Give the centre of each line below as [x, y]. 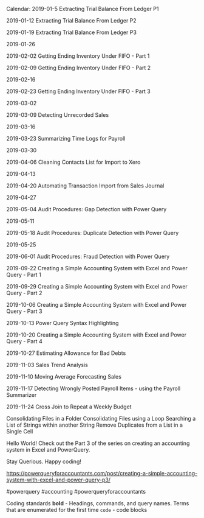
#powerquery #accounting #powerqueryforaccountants [76, 492]
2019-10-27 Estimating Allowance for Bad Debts [66, 353]
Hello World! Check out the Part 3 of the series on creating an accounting [98, 443]
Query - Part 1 [24, 275]
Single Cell [20, 431]
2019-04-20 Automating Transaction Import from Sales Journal [85, 186]
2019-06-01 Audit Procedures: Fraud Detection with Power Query [88, 256]
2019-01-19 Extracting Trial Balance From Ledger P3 [71, 32]
